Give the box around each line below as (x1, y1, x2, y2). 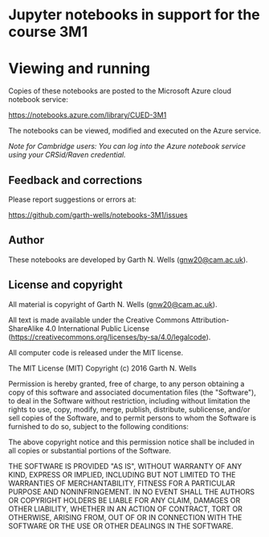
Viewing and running (8, 59, 151, 78)
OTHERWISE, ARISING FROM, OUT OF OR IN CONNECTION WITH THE (8, 512, 243, 522)
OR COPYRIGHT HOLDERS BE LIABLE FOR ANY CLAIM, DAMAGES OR (8, 495, 241, 505)
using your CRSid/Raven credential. (8, 150, 126, 160)
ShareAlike (8, 323, 44, 333)
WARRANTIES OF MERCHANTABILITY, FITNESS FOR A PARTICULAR (8, 478, 235, 488)
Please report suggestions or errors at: (8, 195, 137, 204)
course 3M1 (8, 23, 88, 41)
